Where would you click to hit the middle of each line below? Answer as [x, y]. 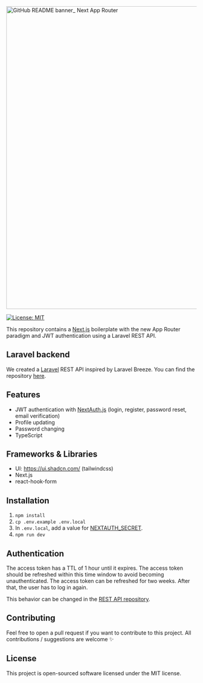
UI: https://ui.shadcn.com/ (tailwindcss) [64, 469]
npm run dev [30, 535]
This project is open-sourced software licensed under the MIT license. [94, 673]
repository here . [26, 375]
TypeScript [29, 435]
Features [23, 395]
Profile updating [35, 422]
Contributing [31, 618]
